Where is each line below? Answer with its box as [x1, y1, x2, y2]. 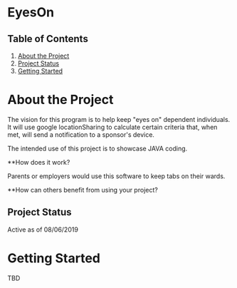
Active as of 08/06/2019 [7, 225, 78, 234]
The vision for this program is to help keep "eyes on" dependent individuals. [7, 115, 231, 123]
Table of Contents [7, 33, 89, 45]
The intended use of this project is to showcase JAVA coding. [7, 144, 188, 153]
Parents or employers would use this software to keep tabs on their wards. [7, 172, 226, 180]
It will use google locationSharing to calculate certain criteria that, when [7, 123, 218, 131]
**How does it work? [7, 158, 70, 166]
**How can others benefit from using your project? [7, 185, 158, 194]
